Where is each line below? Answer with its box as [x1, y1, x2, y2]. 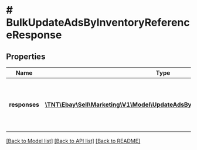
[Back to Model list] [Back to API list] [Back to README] [6, 138, 141, 144]
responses [9, 100, 39, 109]
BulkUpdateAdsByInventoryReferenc [6, 16, 190, 29]
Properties [6, 51, 46, 61]
